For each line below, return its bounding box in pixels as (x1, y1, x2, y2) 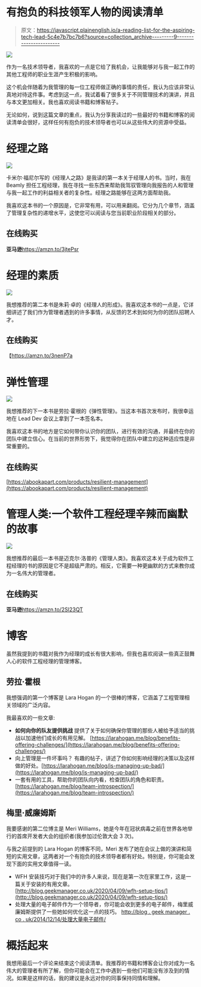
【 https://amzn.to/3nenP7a (6, 352, 73, 360)
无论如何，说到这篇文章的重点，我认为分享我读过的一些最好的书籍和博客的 (6, 111, 190, 118)
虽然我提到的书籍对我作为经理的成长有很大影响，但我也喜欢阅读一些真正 (6, 650, 184, 657)
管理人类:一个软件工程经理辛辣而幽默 (6, 508, 188, 521)
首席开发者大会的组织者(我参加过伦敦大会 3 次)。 (16, 832, 137, 840)
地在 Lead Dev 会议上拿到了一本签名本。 (6, 415, 106, 422)
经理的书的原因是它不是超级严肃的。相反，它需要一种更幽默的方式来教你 (11, 562, 190, 569)
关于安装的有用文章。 (20, 880, 73, 888)
